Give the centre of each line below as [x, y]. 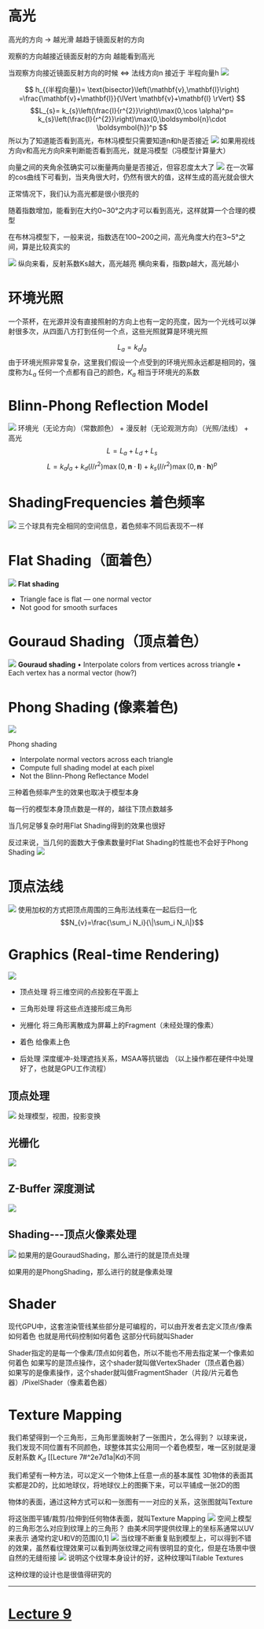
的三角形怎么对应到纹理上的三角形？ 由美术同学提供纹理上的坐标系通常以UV [131, 1528]
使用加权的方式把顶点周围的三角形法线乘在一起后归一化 [107, 910]
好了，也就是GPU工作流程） [65, 1068]
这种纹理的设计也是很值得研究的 [60, 1575]
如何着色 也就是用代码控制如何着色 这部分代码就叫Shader [101, 1337]
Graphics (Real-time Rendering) [114, 954]
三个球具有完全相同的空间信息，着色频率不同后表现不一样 [111, 526]
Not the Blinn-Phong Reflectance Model [84, 776]
